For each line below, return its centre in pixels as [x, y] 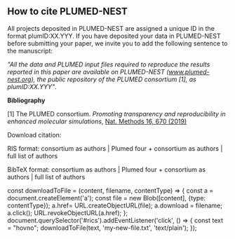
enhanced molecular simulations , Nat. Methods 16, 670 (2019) [97, 121]
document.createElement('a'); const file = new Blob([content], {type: [106, 198]
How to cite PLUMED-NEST [67, 12]
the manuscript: [30, 50]
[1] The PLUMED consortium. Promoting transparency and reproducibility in [116, 114]
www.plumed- [189, 71]
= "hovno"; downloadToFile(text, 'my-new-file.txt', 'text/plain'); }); [102, 228]
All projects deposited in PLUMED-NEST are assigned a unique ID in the [111, 28]
